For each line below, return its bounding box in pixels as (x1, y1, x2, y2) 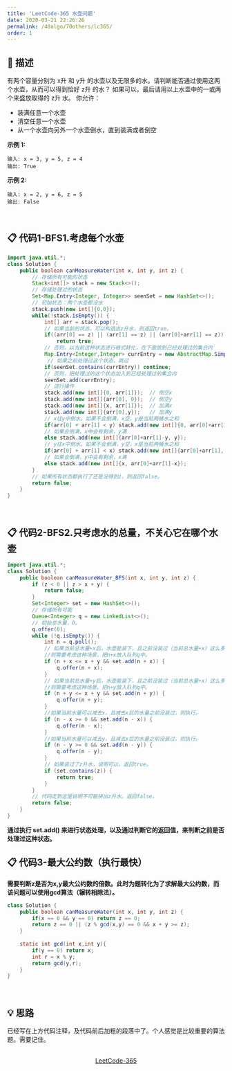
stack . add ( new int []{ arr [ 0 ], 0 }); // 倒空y (43, 396, 173, 403)
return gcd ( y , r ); (32, 960, 81, 966)
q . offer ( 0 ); (32, 626, 67, 633)
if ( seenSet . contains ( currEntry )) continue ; (43, 363, 171, 370)
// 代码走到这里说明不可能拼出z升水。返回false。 (32, 793, 157, 800)
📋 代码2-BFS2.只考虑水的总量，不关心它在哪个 (7, 527, 209, 539)
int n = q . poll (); (43, 638, 97, 646)
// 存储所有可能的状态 (32, 273, 88, 280)
